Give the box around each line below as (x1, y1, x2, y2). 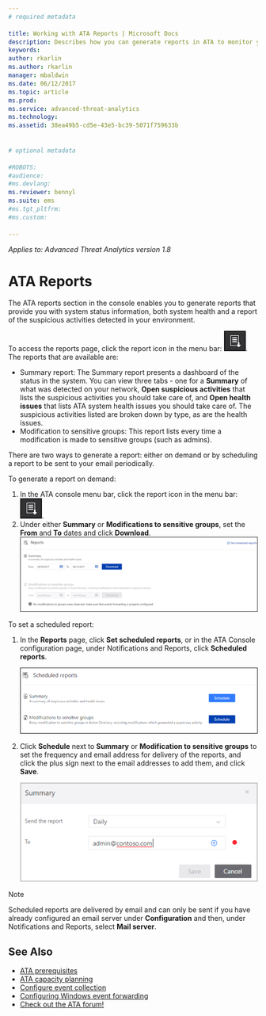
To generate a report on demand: (8, 474, 116, 483)
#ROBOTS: (8, 163, 37, 171)
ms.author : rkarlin (8, 63, 73, 71)
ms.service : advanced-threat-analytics (8, 105, 140, 113)
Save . (19, 766, 40, 776)
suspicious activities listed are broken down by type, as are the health (19, 410, 248, 419)
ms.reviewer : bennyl (8, 189, 77, 197)
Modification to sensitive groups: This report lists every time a (19, 426, 222, 436)
